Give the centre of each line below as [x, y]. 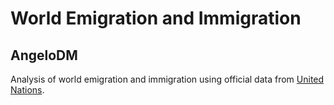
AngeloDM [44, 55]
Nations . [27, 90]
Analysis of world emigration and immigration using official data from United [167, 79]
